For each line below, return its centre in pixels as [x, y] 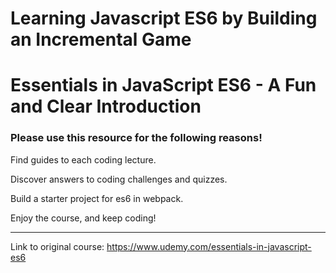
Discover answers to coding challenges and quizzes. [119, 179]
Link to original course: [57, 246]
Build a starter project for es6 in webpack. [97, 198]
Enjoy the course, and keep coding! [83, 218]
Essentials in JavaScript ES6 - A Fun [163, 85]
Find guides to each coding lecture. [83, 159]
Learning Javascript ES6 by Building [164, 18]
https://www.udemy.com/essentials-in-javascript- [209, 246]
